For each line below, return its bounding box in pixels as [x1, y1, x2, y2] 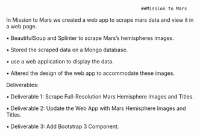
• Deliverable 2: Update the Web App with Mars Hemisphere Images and [6, 105, 186, 112]
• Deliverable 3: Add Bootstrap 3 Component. [6, 123, 119, 130]
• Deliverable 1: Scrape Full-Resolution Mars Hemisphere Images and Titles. [6, 93, 194, 100]
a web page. [6, 23, 37, 30]
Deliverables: [6, 82, 39, 88]
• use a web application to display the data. [6, 58, 114, 65]
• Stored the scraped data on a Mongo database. [6, 46, 128, 53]
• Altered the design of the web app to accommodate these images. [6, 70, 175, 77]
